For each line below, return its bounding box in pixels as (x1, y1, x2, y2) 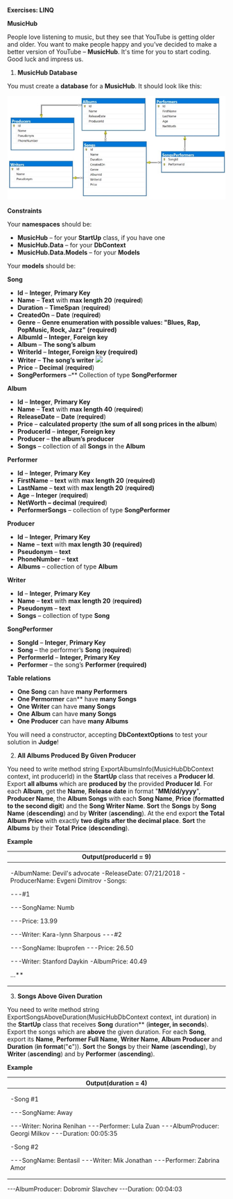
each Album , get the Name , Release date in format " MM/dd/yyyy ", (7, 787, 201, 795)
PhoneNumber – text (17, 555, 78, 563)
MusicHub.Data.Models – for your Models (17, 248, 140, 256)
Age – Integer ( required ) (17, 491, 89, 499)
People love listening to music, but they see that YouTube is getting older (7, 33, 215, 41)
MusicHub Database (17, 69, 78, 76)
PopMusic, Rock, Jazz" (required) (17, 325, 117, 334)
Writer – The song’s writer (17, 356, 95, 364)
